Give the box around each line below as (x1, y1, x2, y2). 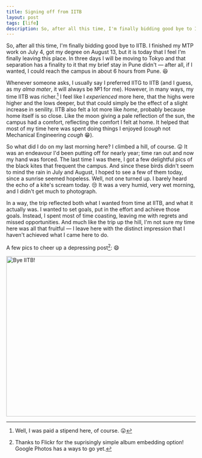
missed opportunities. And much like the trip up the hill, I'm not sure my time (6, 218, 195, 225)
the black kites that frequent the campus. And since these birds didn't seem (6, 162, 194, 169)
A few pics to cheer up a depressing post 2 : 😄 (6, 243, 120, 251)
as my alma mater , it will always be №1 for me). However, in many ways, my (6, 85, 194, 93)
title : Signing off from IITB (6, 8, 82, 15)
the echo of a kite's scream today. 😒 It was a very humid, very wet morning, (6, 181, 195, 188)
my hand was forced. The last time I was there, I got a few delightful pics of (6, 156, 193, 163)
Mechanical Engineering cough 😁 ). (6, 131, 94, 138)
